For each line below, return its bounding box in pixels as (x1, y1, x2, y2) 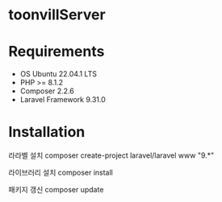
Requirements (8, 43, 105, 61)
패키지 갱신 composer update (8, 185, 104, 195)
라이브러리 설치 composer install (8, 167, 113, 178)
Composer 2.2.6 (19, 86, 74, 96)
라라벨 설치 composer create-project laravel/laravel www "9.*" (8, 150, 215, 160)
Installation (8, 123, 86, 142)
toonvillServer (8, 6, 107, 24)
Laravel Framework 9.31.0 (19, 95, 107, 105)
